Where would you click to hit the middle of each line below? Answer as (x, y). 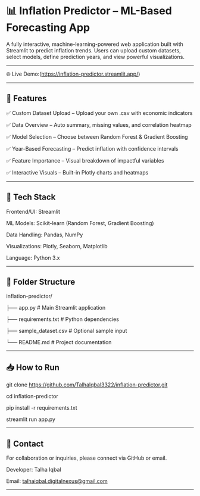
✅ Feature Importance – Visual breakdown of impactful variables (85, 160)
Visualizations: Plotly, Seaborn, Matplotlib (57, 246)
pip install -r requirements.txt (42, 408)
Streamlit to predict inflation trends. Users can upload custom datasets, (93, 50)
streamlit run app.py (31, 419)
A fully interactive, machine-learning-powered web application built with (95, 44)
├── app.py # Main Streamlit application (56, 308)
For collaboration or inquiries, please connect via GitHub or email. (87, 458)
